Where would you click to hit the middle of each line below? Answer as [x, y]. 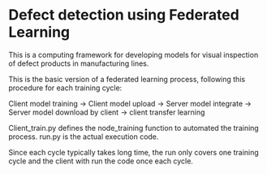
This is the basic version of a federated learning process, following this [127, 79]
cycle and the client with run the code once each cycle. [101, 161]
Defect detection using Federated [124, 15]
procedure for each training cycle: [65, 88]
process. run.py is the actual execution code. [84, 137]
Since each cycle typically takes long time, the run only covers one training [134, 152]
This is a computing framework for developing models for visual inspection [133, 54]
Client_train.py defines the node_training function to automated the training [134, 128]
